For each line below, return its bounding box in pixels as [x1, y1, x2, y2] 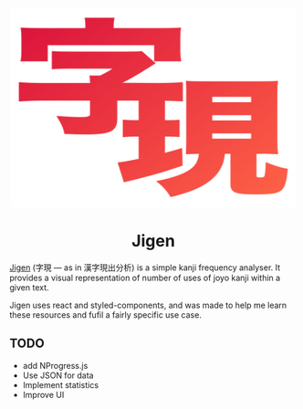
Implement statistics [22, 379, 99, 390]
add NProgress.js [22, 360, 89, 371]
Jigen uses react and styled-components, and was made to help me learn [9, 299, 287, 310]
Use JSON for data [22, 370, 94, 381]
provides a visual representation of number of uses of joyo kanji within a [9, 272, 281, 283]
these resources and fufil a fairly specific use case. [9, 309, 203, 320]
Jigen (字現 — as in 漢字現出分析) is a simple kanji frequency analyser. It [9, 262, 281, 273]
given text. [9, 281, 49, 293]
